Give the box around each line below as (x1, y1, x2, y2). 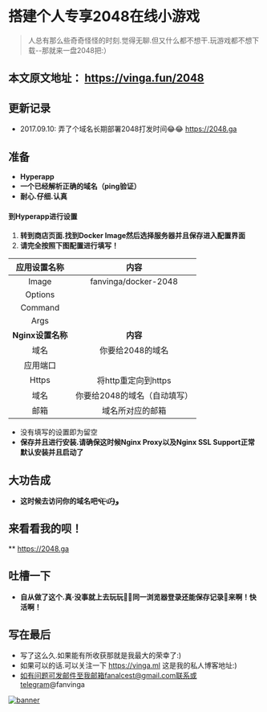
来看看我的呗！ (8, 522, 83, 536)
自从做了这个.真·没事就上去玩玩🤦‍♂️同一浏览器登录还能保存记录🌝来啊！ (19, 592, 250, 602)
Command (20, 302, 60, 314)
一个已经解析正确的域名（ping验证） (19, 181, 141, 191)
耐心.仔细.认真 (19, 191, 68, 201)
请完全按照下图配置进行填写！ (19, 241, 119, 250)
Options (25, 289, 55, 300)
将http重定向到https (96, 375, 172, 386)
